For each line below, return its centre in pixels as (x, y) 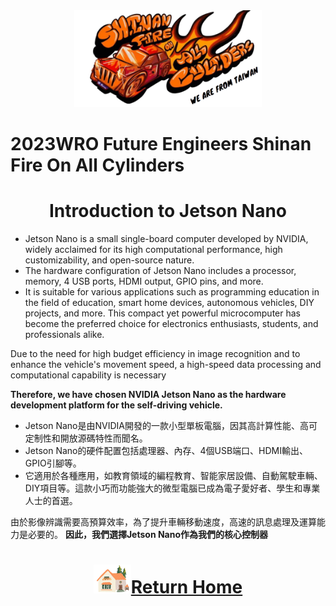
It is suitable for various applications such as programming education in (172, 292)
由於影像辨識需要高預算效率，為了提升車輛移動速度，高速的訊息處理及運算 (163, 522)
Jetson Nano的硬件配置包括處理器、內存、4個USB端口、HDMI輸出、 (166, 451)
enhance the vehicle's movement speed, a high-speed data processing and (166, 365)
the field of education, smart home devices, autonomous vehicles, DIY (169, 303)
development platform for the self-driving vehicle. (116, 405)
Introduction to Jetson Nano (168, 211)
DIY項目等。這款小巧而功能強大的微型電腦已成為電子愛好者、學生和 (163, 488)
